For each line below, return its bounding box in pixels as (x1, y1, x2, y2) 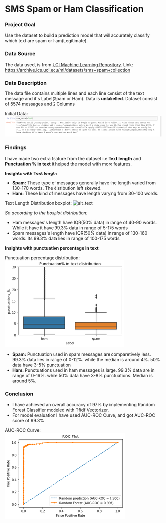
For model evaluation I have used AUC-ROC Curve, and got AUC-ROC (12, 412, 155, 418)
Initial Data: (5, 111, 28, 117)
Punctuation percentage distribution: (5, 255, 80, 261)
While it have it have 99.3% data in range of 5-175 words (12, 225, 128, 231)
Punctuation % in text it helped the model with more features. (5, 161, 132, 167)
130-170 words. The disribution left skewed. (12, 185, 102, 191)
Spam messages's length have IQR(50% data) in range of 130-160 (12, 230, 148, 236)
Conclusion (5, 390, 34, 397)
